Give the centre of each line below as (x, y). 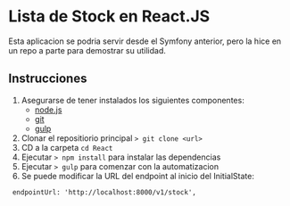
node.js (48, 110)
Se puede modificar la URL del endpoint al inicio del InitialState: (138, 176)
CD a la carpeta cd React (67, 147)
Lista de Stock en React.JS (109, 16)
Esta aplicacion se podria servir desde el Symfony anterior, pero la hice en (145, 41)
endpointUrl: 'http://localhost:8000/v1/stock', (104, 192)
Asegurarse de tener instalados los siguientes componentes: (133, 100)
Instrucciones (48, 79)
